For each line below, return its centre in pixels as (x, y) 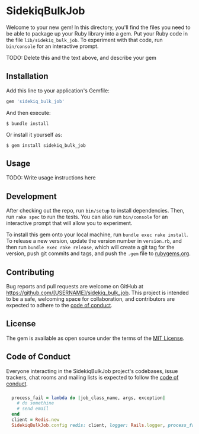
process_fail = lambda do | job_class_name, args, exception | (89, 398)
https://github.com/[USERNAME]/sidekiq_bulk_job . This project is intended (97, 293)
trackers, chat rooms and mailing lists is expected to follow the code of (92, 377)
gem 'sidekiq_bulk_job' (36, 101)
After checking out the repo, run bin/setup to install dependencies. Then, (95, 211)
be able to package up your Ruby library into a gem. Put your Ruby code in (97, 33)
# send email (33, 409)
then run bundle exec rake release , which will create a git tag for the (90, 247)
